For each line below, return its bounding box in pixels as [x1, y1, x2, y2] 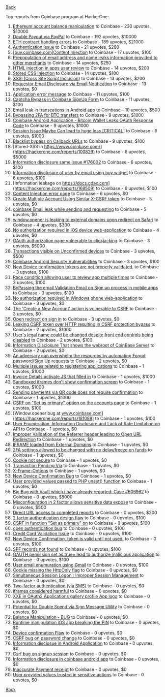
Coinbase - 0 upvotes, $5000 [12, 494, 73, 500]
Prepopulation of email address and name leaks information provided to [12, 55, 158, 61]
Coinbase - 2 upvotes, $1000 [12, 327, 72, 332]
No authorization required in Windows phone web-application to [12, 295, 143, 301]
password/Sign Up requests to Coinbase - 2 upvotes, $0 [12, 358, 127, 364]
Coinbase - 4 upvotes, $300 [12, 222, 70, 228]
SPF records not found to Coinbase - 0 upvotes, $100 [12, 546, 121, 552]
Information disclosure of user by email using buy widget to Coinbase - [12, 170, 157, 175]
